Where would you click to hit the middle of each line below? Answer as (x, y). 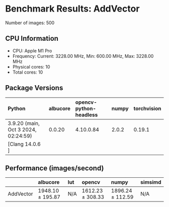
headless (87, 115)
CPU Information (32, 39)
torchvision (147, 108)
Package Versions (34, 88)
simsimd (151, 182)
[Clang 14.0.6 (24, 144)
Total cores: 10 (28, 72)
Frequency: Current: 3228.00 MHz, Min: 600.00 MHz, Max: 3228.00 (83, 56)
